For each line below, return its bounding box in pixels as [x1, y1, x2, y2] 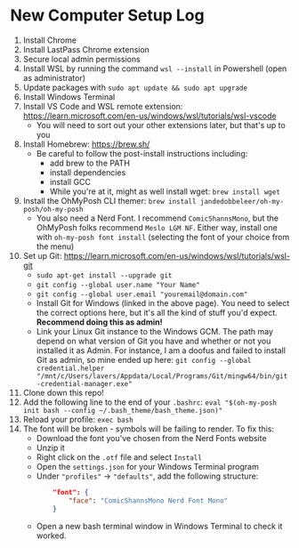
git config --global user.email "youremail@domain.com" [36, 290, 248, 299]
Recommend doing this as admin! [36, 317, 163, 327]
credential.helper [36, 364, 105, 373]
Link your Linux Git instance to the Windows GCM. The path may [36, 326, 274, 336]
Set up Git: [22, 250, 62, 261]
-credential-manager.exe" [36, 379, 133, 388]
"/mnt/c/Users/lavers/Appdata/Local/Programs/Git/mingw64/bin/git [36, 371, 288, 381]
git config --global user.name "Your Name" [36, 280, 201, 289]
